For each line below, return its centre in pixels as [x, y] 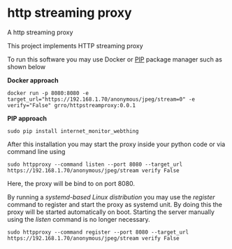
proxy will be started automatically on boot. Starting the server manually [111, 212]
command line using [36, 151]
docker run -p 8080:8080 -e [48, 93]
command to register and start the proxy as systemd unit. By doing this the [115, 204]
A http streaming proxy [40, 32]
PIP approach [27, 118]
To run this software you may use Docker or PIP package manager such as [115, 59]
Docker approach [33, 80]
